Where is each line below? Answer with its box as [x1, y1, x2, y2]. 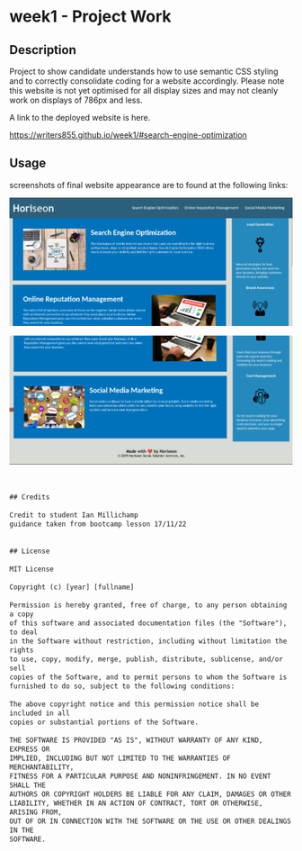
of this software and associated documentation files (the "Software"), [9, 619, 288, 628]
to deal [9, 628, 39, 637]
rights [9, 646, 34, 655]
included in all [9, 709, 70, 718]
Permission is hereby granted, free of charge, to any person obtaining [9, 601, 288, 610]
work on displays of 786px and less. [9, 95, 143, 105]
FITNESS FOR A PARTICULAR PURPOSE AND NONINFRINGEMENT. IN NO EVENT [9, 772, 271, 781]
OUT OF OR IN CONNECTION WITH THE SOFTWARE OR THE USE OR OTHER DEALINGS [9, 817, 292, 826]
